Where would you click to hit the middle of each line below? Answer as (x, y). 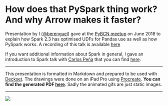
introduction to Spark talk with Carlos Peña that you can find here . (73, 59)
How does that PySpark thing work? (81, 9)
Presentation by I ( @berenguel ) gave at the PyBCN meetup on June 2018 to (83, 33)
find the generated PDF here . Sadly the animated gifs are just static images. (84, 84)
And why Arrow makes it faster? (73, 20)
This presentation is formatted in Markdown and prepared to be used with (81, 73)
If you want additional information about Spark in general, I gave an (74, 54)
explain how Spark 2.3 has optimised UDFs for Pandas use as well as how (81, 39)
